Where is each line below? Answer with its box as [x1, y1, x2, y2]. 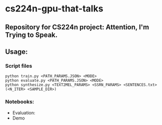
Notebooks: [5, 98, 34, 105]
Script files [5, 62, 32, 69]
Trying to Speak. [5, 30, 58, 39]
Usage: [5, 47, 28, 56]
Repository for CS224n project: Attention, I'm [5, 23, 150, 31]
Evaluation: [12, 110, 36, 116]
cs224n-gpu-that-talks [5, 3, 104, 14]
